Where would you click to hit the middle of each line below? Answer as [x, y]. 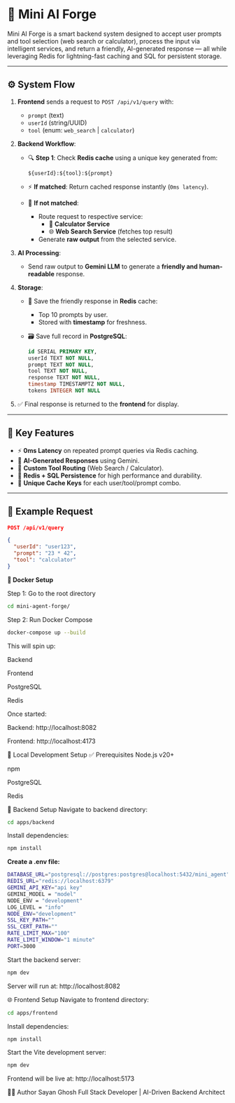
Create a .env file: [34, 862]
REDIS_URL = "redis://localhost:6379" [60, 881]
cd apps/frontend [33, 1013]
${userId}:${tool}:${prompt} [70, 173]
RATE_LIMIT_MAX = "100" [39, 933]
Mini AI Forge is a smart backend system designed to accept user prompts [114, 34]
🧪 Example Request [50, 512]
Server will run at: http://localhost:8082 [64, 986]
